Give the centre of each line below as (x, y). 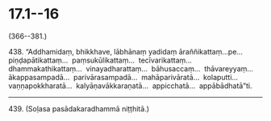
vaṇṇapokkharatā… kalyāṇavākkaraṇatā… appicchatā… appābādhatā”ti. (130, 86)
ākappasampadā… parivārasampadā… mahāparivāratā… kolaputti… (123, 77)
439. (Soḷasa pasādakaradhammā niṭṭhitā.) (79, 108)
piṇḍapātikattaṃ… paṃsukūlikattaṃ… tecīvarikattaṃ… (100, 60)
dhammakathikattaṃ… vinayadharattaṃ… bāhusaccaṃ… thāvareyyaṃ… (131, 68)
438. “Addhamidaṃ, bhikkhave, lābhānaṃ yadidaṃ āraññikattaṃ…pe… (126, 51)
